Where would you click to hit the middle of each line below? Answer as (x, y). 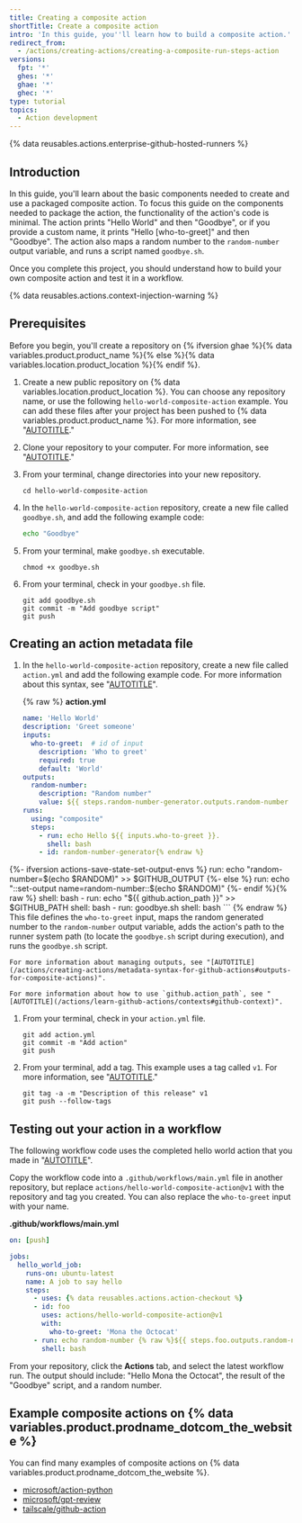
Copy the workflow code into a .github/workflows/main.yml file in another (146, 1178)
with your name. (39, 1206)
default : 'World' (71, 769)
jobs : (19, 1257)
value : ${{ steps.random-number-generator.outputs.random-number (164, 802)
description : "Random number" (95, 794)
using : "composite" (67, 819)
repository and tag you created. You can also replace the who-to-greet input (150, 1197)
